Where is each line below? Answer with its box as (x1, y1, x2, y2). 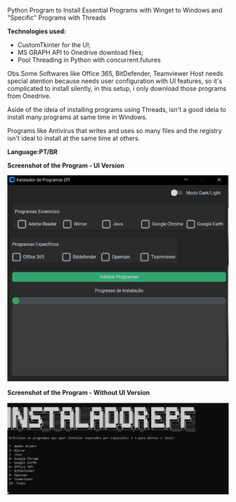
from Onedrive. (7, 92, 51, 100)
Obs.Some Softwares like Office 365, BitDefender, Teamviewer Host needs (7, 70, 223, 77)
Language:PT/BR (7, 148, 58, 156)
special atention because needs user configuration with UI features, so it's (7, 77, 223, 85)
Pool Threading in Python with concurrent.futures (17, 56, 162, 64)
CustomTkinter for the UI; (17, 41, 91, 49)
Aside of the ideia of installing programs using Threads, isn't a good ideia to (7, 106, 227, 113)
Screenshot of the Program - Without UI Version (7, 389, 150, 397)
